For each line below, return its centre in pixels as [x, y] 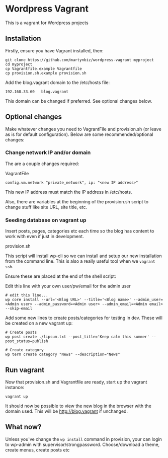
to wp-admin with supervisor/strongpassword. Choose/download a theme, [82, 444]
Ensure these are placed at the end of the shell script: [61, 276]
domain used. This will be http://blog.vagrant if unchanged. [67, 411]
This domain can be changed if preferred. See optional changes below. [79, 101]
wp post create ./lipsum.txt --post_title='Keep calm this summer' [77, 337]
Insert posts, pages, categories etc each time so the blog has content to [80, 231]
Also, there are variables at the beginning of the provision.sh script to [77, 201]
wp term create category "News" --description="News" [63, 355]
